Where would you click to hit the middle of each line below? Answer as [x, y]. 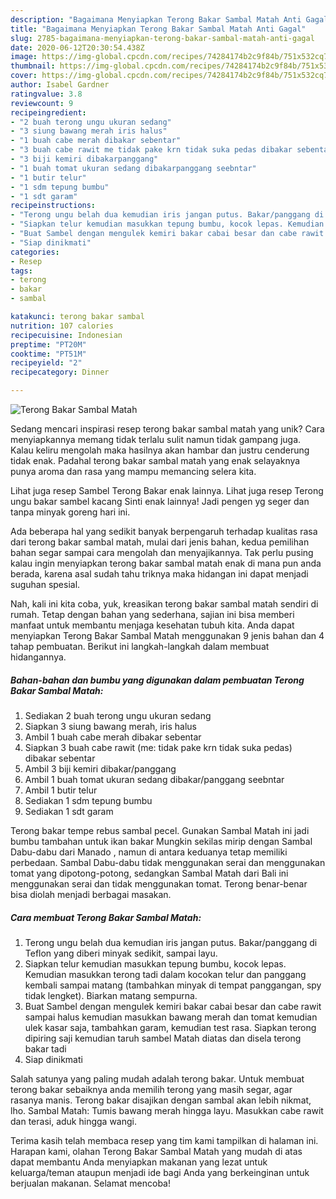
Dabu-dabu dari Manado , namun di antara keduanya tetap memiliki [149, 852]
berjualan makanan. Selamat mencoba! [90, 1183]
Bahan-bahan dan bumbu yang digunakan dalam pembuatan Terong [157, 680]
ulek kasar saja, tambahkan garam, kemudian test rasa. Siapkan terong [170, 1027]
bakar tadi [45, 1048]
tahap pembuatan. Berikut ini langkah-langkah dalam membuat [140, 646]
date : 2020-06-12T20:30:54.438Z [77, 47]
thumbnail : [33, 66]
